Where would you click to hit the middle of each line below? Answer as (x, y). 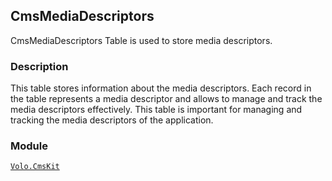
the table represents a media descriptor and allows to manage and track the (166, 99)
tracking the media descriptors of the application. (112, 120)
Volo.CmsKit (35, 167)
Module (29, 146)
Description (39, 66)
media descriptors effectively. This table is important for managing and (156, 110)
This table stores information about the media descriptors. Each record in (161, 88)
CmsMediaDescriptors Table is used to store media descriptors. (141, 40)
